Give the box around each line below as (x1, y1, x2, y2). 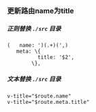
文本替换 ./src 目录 (7, 75, 61, 83)
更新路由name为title (7, 5, 74, 15)
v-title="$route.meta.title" (7, 98, 90, 105)
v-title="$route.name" (7, 92, 71, 100)
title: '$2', (37, 53, 75, 61)
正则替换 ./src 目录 (7, 24, 61, 32)
